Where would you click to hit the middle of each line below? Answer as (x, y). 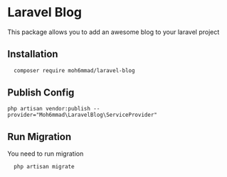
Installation (33, 54)
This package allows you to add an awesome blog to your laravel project (114, 32)
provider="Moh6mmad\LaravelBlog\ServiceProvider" (83, 115)
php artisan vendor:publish (49, 109)
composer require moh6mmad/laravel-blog (74, 70)
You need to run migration (46, 154)
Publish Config (41, 93)
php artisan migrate (44, 167)
